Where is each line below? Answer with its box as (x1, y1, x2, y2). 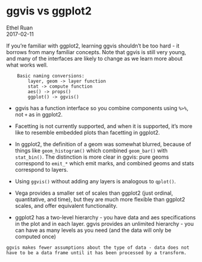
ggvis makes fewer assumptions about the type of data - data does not (6, 245, 189, 251)
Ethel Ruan (6, 24, 33, 31)
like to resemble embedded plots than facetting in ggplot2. (14, 129, 161, 136)
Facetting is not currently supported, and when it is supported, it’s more (14, 122, 192, 130)
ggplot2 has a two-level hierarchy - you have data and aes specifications (14, 213, 196, 221)
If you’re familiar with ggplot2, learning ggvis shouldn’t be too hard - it (6, 42, 180, 49)
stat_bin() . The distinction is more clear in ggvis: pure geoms (14, 153, 170, 160)
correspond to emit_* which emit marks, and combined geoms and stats (14, 159, 194, 166)
